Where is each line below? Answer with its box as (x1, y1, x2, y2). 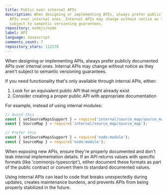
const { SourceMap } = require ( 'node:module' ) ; (5, 139, 106, 144)
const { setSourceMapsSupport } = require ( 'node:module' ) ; (5, 135, 130, 140)
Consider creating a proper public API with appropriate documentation (12, 93, 157, 99)
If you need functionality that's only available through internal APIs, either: (5, 78, 157, 84)
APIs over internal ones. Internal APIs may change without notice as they (5, 63, 154, 69)
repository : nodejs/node (5, 26, 57, 31)
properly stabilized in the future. (5, 184, 71, 190)
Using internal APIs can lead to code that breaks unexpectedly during (5, 174, 148, 180)
